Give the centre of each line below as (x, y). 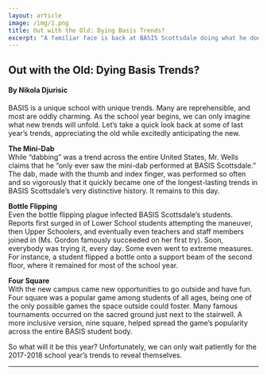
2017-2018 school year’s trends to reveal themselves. (95, 355)
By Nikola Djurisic (38, 90)
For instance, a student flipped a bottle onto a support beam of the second (130, 257)
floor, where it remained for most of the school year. (93, 265)
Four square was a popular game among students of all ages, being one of (130, 297)
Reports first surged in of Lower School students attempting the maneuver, (130, 222)
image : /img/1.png (39, 23)
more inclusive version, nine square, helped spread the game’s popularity (128, 323)
